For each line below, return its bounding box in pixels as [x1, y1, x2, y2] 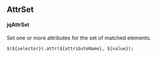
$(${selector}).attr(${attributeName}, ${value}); [6, 45, 134, 52]
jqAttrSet [6, 21, 30, 28]
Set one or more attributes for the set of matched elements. [6, 34, 152, 41]
